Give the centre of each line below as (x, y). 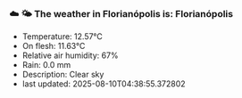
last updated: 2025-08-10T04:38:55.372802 (104, 84)
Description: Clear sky (63, 75)
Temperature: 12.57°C (62, 37)
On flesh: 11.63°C (54, 46)
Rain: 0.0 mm (46, 65)
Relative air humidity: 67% (70, 55)
